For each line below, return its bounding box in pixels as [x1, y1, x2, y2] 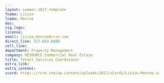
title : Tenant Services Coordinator [5, 57, 80, 62]
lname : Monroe [5, 16, 34, 21]
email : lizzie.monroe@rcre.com [5, 35, 69, 40]
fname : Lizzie [5, 12, 34, 17]
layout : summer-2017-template [5, 7, 67, 12]
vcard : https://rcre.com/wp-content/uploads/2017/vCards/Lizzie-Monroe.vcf [5, 71, 163, 76]
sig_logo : [5, 25, 25, 30]
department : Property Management [5, 48, 73, 53]
